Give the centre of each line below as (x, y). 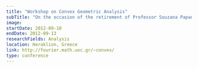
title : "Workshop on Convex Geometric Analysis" (67, 12)
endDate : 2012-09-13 (32, 34)
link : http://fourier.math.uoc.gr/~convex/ (60, 50)
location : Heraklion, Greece (42, 45)
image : (14, 22)
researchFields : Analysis (38, 39)
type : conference (27, 56)
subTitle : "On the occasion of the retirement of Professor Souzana (92, 17)
